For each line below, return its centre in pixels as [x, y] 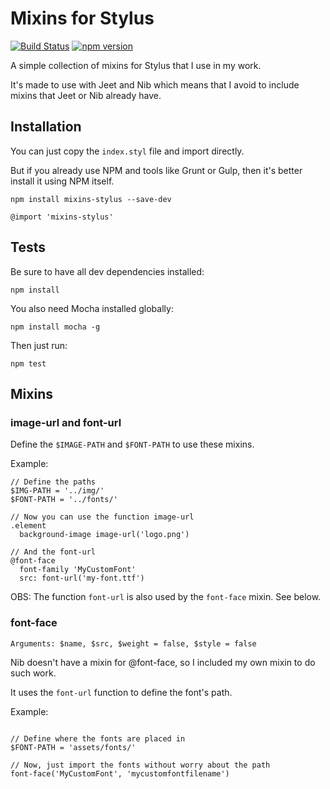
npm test [28, 363]
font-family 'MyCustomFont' [78, 570]
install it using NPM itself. [62, 181]
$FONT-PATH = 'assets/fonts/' [73, 747]
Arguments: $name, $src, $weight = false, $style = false [133, 643]
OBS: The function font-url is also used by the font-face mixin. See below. [166, 597]
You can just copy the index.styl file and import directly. [127, 151]
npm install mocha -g [55, 327]
